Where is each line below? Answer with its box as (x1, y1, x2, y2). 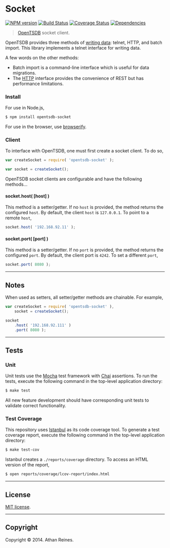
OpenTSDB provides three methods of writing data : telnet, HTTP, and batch (5, 39, 162, 46)
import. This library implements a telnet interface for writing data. (5, 45, 141, 51)
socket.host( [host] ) (5, 193, 50, 199)
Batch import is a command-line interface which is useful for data (12, 64, 149, 70)
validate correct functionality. (5, 403, 67, 409)
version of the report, (5, 462, 50, 468)
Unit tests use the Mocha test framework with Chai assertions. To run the (5, 373, 158, 379)
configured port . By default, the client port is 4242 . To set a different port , (5, 252, 158, 258)
